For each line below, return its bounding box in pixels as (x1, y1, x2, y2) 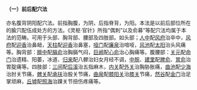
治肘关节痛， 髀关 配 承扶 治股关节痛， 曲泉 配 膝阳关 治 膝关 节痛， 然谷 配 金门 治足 (6, 71, 191, 78)
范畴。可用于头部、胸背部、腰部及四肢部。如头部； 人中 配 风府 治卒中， (16, 34, 186, 41)
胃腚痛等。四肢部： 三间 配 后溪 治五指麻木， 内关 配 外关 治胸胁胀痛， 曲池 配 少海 (6, 63, 191, 70)
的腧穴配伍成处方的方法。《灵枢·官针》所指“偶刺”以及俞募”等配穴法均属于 (6, 27, 182, 34)
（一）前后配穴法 (6, 5, 47, 12)
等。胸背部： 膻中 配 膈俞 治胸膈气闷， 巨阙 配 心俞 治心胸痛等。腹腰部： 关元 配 (6, 49, 186, 56)
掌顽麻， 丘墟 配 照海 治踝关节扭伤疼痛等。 (6, 78, 104, 85)
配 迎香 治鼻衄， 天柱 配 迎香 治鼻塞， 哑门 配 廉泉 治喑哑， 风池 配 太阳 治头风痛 (11, 41, 186, 49)
